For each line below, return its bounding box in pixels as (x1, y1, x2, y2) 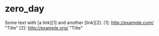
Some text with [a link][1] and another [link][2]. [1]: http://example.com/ (5, 19, 154, 25)
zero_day (5, 3, 44, 14)
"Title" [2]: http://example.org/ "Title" (5, 24, 83, 30)
